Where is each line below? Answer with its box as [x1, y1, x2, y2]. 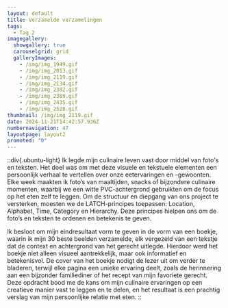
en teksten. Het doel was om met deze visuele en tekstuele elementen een [7, 164, 217, 172]
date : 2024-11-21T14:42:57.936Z [7, 118, 99, 125]
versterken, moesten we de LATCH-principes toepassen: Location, [7, 200, 195, 208]
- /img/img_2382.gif [19, 86, 78, 93]
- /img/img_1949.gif [19, 61, 78, 68]
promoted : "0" [7, 138, 48, 144]
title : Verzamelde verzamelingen [7, 16, 103, 23]
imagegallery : [7, 36, 48, 42]
